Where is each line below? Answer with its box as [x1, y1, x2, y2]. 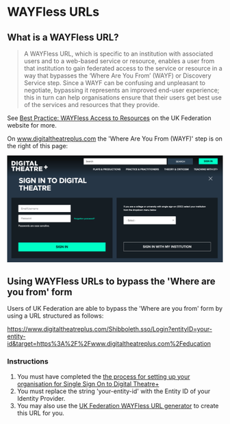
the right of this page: [7, 142, 68, 150]
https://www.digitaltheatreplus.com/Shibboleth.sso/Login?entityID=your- [7, 325, 212, 333]
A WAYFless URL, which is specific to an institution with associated [23, 49, 214, 58]
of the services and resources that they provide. [23, 101, 160, 108]
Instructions [7, 357, 49, 366]
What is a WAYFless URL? [7, 32, 119, 43]
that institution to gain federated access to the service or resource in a [23, 64, 222, 72]
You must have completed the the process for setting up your [16, 372, 190, 381]
